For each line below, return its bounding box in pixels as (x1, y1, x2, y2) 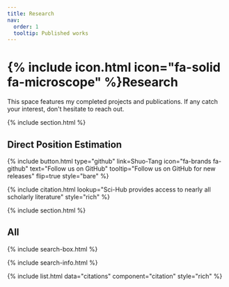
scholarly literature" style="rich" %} (7, 193, 110, 201)
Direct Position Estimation (7, 139, 123, 150)
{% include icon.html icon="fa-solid (7, 60, 221, 75)
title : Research (7, 10, 54, 17)
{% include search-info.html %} (7, 258, 98, 267)
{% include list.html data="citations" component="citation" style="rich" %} (7, 272, 223, 280)
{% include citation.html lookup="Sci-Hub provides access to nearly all (7, 185, 211, 194)
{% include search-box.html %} (7, 245, 98, 253)
